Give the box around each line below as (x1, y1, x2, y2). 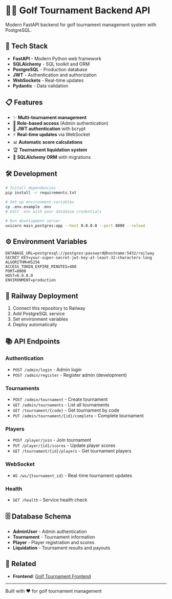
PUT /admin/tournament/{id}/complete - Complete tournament (12, 413, 144, 419)
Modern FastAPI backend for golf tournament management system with (5, 22, 157, 28)
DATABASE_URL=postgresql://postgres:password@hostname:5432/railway (5, 251, 155, 256)
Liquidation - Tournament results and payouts (12, 545, 111, 551)
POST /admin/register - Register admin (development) (12, 372, 127, 378)
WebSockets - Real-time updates (12, 77, 84, 83)
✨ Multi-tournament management (12, 114, 87, 120)
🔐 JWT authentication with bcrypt (12, 125, 86, 132)
